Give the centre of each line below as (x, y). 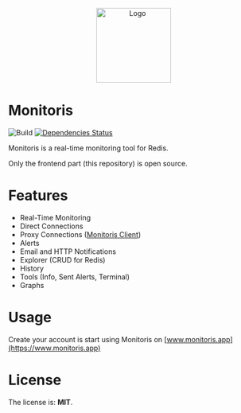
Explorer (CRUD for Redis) (62, 259)
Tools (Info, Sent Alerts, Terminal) (74, 277)
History (32, 268)
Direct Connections (51, 226)
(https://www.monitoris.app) (54, 348)
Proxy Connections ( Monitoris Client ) (80, 234)
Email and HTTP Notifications (68, 251)
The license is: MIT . (41, 402)
